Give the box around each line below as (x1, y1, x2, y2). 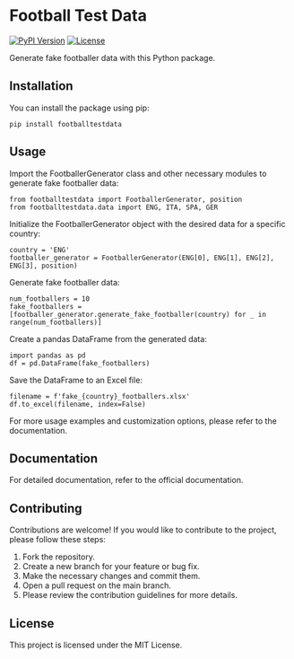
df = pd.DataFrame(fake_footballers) (9, 358, 151, 368)
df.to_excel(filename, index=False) (9, 400, 146, 409)
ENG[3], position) (9, 261, 78, 270)
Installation (9, 78, 73, 94)
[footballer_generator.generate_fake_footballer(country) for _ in (9, 310, 267, 319)
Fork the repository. (22, 551, 96, 562)
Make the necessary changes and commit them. (22, 571, 201, 582)
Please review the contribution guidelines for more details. (22, 590, 238, 601)
